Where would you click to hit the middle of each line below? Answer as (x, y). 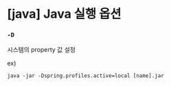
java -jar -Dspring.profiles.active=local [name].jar (86, 76)
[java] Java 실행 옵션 (64, 14)
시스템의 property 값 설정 (41, 50)
